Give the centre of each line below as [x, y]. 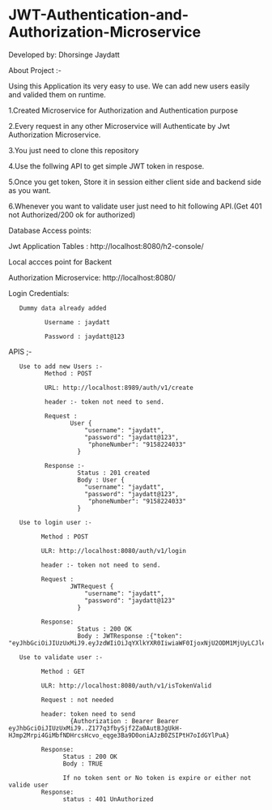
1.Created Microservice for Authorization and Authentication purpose [123, 110]
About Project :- [35, 70]
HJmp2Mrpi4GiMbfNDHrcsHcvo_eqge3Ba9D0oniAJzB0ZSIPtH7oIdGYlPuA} [119, 735]
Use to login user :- [55, 522]
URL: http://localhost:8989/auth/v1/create [119, 388]
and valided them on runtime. [57, 94]
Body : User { [101, 480]
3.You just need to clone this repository [74, 150]
